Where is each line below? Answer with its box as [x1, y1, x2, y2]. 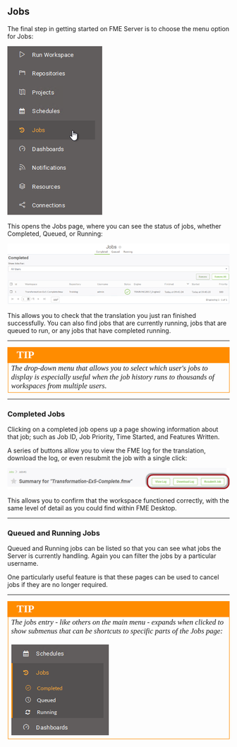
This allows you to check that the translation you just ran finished [7, 312, 196, 320]
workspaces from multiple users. [11, 382, 107, 391]
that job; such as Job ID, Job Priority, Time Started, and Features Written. [7, 432, 220, 441]
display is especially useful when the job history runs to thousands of [11, 372, 215, 382]
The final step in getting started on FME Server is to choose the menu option [7, 24, 230, 33]
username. [7, 559, 39, 567]
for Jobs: [7, 32, 34, 40]
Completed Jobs [7, 409, 66, 418]
